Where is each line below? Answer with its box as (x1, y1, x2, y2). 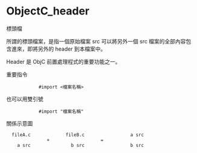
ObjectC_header (6, 4, 90, 18)
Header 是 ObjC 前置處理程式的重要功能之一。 (6, 58, 121, 65)
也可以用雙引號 (6, 95, 43, 102)
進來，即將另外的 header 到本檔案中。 (11, 45, 107, 52)
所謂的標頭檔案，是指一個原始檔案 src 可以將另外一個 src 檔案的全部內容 (6, 37, 186, 45)
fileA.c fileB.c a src (11, 131, 145, 138)
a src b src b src (17, 142, 145, 148)
